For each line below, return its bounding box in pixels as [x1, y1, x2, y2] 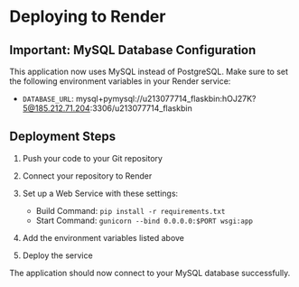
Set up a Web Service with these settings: [22, 188, 179, 199]
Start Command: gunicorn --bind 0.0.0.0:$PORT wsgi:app [35, 215, 253, 226]
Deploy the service [22, 250, 93, 261]
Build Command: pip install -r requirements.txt [35, 205, 226, 216]
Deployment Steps [9, 129, 116, 144]
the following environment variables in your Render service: [9, 76, 231, 87]
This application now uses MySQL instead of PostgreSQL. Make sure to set [9, 66, 289, 77]
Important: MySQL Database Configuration [9, 42, 257, 58]
